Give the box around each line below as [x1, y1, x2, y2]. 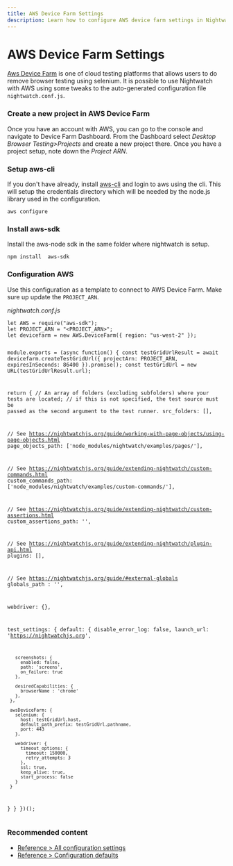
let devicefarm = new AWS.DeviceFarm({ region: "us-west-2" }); [7, 331, 197, 339]
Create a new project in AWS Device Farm [7, 109, 150, 119]
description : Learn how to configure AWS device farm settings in [7, 17, 203, 24]
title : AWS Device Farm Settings [7, 10, 104, 17]
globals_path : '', [7, 581, 64, 588]
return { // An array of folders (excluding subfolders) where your [7, 390, 209, 397]
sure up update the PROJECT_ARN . [7, 292, 99, 301]
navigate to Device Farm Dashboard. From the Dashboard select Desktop [7, 132, 216, 140]
